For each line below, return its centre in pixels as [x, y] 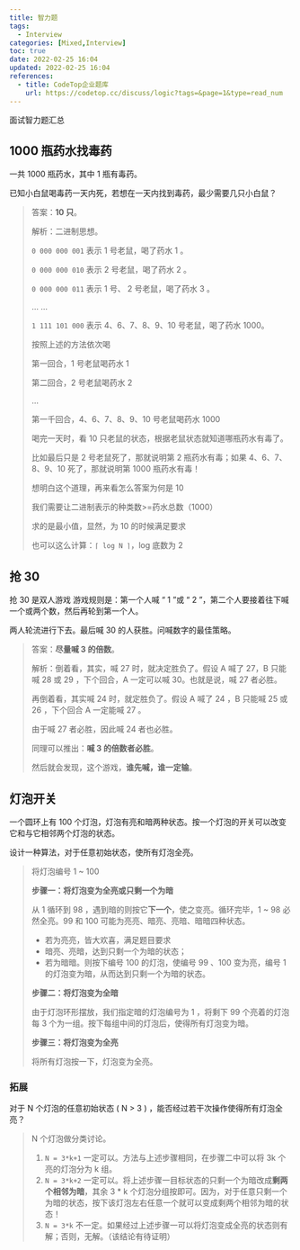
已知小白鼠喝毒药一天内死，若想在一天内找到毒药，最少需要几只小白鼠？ [143, 193]
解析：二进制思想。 [67, 231]
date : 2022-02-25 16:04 [54, 59]
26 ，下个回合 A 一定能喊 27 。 [88, 710]
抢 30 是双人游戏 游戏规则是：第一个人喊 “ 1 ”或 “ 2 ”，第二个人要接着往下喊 [149, 600]
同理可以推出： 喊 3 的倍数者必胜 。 [95, 749]
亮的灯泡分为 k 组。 [81, 1169]
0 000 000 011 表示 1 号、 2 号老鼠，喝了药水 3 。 [123, 289]
